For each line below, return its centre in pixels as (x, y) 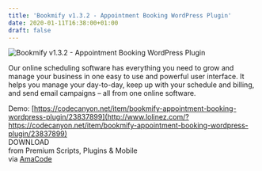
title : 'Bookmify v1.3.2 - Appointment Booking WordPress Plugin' (120, 15)
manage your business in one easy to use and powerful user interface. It (126, 77)
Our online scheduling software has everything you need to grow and (121, 68)
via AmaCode (30, 159)
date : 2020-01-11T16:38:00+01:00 (63, 23)
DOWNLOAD (29, 142)
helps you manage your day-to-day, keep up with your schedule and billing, (131, 85)
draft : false (30, 30)
